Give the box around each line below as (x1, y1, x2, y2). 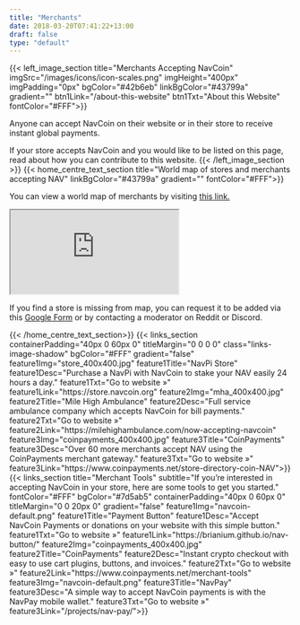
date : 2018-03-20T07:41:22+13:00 (9, 22, 134, 30)
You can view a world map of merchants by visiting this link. (9, 191, 230, 202)
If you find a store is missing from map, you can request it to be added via (9, 302, 282, 314)
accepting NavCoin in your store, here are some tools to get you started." (9, 482, 279, 493)
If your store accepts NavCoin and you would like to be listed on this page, (9, 145, 284, 156)
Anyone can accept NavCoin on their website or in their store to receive (9, 118, 273, 129)
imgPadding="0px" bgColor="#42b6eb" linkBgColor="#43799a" (9, 82, 249, 92)
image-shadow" (9, 349, 69, 360)
